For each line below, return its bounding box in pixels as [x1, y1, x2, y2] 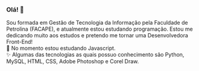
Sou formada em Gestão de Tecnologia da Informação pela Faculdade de [6, 19, 188, 26]
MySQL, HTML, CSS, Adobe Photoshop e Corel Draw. [6, 58, 139, 65]
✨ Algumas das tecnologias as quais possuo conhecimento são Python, [6, 51, 185, 58]
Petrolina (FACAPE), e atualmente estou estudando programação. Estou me [6, 25, 193, 32]
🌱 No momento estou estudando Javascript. [6, 45, 116, 52]
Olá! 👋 [6, 5, 24, 14]
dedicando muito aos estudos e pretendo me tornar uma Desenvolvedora [6, 32, 189, 39]
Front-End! [6, 39, 33, 46]
